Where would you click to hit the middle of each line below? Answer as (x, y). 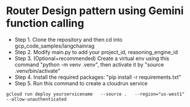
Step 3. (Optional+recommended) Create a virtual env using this (92, 58)
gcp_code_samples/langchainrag (55, 46)
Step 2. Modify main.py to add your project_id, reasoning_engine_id (96, 52)
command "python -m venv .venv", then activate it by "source (89, 64)
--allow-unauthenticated (36, 99)
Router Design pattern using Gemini (95, 11)
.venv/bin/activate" (37, 71)
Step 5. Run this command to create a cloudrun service (81, 83)
